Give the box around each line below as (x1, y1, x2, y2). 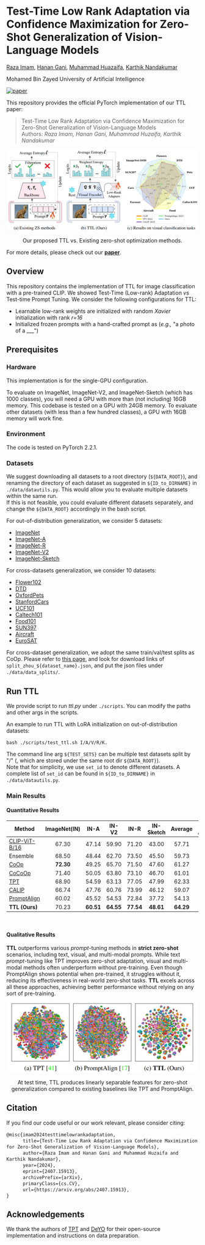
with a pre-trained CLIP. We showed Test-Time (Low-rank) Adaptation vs (6, 289, 190, 296)
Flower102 (15, 579, 41, 586)
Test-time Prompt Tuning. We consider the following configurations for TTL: (6, 295, 196, 303)
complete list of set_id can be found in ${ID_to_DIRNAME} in (6, 770, 156, 777)
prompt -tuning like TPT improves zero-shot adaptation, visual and (6, 957, 172, 965)
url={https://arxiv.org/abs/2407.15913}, (22, 1186, 130, 1192)
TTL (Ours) (9, 903, 38, 911)
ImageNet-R (15, 542, 46, 549)
